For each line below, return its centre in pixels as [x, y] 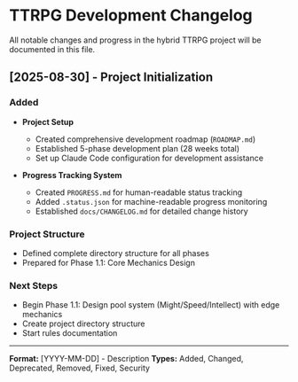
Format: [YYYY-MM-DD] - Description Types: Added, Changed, [126, 359]
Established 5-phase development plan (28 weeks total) [137, 148]
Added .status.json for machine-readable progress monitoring [151, 201]
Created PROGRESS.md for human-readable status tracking [139, 192]
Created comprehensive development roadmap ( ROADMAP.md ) [145, 139]
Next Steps [34, 285]
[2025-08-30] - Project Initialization [111, 78]
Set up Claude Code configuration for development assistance [149, 158]
